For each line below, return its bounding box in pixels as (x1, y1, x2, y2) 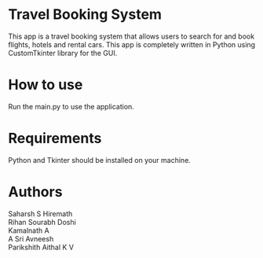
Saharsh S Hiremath (8, 208, 73, 218)
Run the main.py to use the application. (8, 101, 135, 111)
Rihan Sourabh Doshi (8, 217, 76, 227)
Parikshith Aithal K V (8, 242, 75, 252)
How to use (8, 76, 83, 94)
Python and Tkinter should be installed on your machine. (8, 155, 191, 164)
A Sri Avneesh (8, 234, 54, 243)
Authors (8, 183, 63, 201)
